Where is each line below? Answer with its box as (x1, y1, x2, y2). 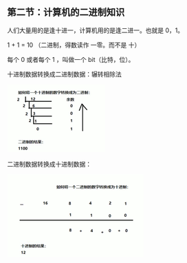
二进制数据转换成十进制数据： (7, 160, 91, 168)
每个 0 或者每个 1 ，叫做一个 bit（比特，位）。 (7, 55, 135, 63)
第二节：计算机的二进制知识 (7, 6, 125, 19)
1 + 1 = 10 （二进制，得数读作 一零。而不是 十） (7, 41, 141, 49)
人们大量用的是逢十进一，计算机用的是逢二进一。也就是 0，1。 (7, 26, 184, 34)
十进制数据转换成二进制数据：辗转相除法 (7, 70, 122, 78)
